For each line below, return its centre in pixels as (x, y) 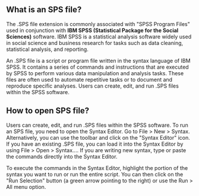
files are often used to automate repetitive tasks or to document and (89, 79)
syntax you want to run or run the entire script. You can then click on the (95, 174)
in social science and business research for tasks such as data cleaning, (95, 43)
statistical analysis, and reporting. (48, 49)
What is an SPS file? (44, 10)
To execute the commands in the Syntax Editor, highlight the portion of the (97, 168)
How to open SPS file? (48, 111)
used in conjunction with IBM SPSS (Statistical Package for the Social (92, 30)
